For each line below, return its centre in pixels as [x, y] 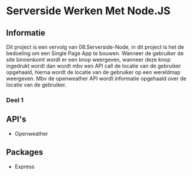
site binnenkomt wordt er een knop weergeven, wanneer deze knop [89, 60]
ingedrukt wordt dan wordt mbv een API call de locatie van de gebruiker [94, 66]
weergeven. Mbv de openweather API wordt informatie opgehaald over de [96, 79]
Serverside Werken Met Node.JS [88, 11]
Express [25, 167]
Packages [25, 152]
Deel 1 [15, 100]
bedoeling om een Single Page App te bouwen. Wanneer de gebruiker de [95, 53]
